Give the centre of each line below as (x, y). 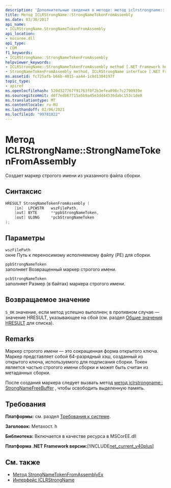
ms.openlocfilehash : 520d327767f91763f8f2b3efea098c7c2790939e (74, 91)
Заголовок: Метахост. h (31, 426)
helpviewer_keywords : (28, 62)
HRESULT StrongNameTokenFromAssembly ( (48, 203)
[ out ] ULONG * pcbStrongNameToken (54, 217)
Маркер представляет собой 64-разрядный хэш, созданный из (74, 357)
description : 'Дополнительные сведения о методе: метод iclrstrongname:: (85, 10)
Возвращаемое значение (48, 300)
